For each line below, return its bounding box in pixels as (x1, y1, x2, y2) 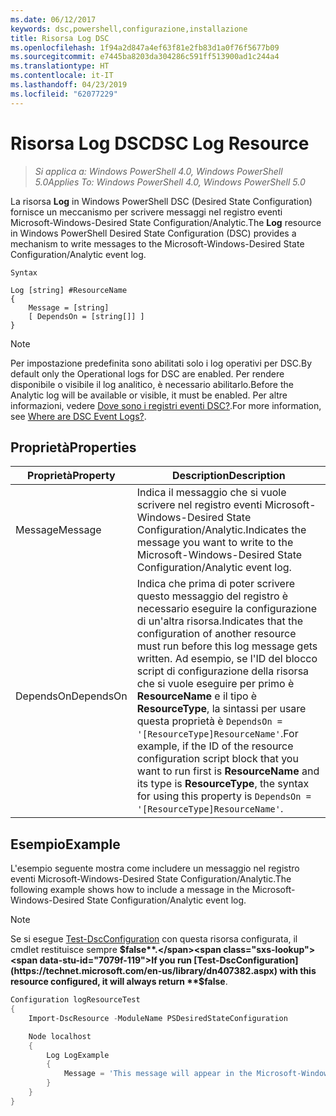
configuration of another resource (136, 627, 297, 641)
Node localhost (28, 1031, 92, 1041)
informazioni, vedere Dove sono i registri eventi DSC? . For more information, (10, 399, 322, 411)
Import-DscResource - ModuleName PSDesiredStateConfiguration (28, 1013, 288, 1023)
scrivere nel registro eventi (136, 498, 263, 512)
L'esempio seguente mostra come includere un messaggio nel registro (10, 862, 300, 875)
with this (279, 965, 317, 977)
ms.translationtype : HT (10, 61, 110, 71)
